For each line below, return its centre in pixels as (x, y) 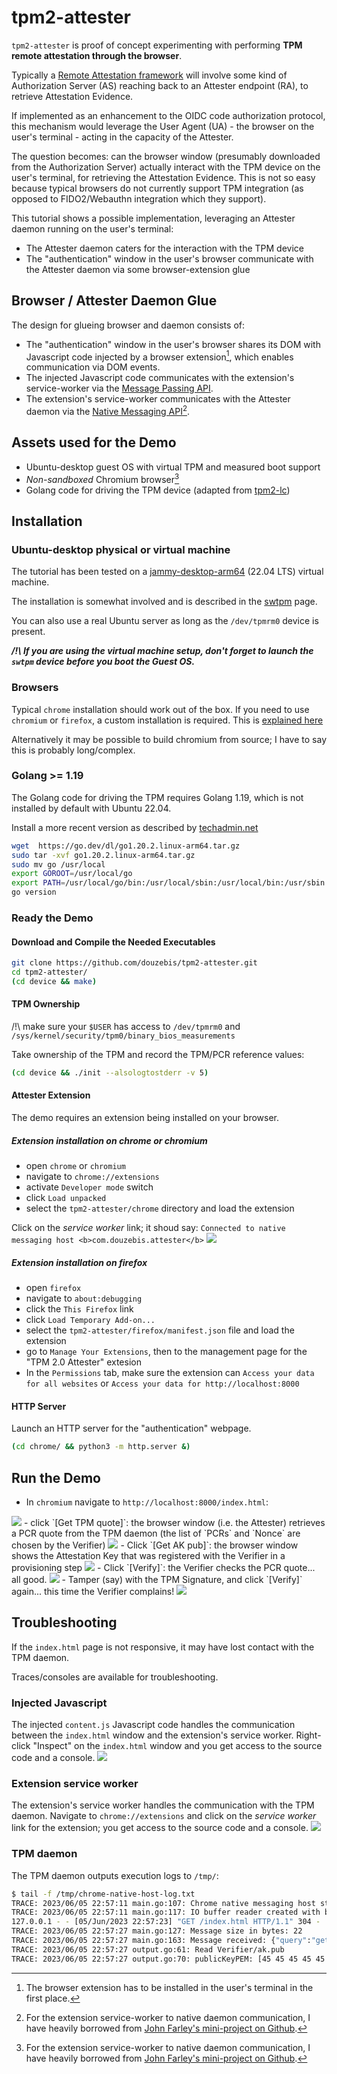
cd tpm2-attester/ (49, 972)
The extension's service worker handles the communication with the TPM (163, 1805)
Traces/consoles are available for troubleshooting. (115, 1677)
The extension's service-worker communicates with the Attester (158, 399)
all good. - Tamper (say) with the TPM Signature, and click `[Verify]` (157, 1579)
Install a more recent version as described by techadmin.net (135, 827)
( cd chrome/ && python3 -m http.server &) (101, 1447)
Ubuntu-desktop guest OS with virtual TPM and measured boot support (173, 467)
